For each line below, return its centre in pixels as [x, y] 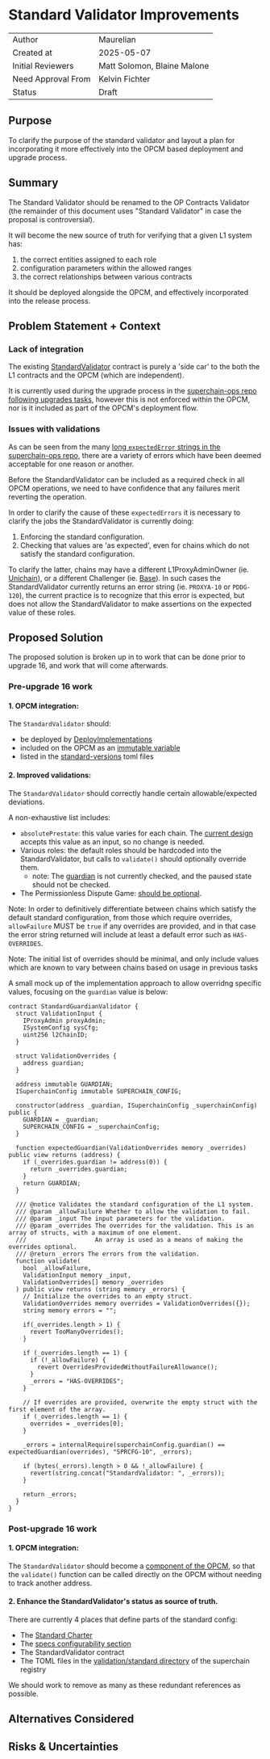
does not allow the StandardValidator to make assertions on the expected [130, 604]
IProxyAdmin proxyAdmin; [64, 1020]
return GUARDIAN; [52, 1183]
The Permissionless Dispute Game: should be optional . [111, 893]
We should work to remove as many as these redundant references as [125, 1685]
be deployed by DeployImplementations [86, 739]
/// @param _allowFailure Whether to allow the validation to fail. [133, 1211]
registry [33, 1669]
